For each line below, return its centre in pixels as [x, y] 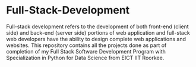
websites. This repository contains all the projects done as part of [86, 45]
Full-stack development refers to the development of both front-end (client [97, 26]
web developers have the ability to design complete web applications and [96, 39]
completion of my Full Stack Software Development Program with [86, 51]
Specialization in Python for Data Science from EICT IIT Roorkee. [85, 58]
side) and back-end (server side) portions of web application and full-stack [98, 32]
